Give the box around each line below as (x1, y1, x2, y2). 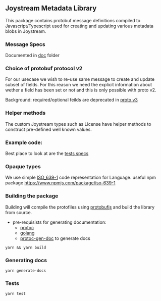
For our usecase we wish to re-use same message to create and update (5, 76, 155, 82)
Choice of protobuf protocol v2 (5, 65, 83, 72)
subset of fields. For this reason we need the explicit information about (5, 82, 152, 88)
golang (20, 230, 35, 236)
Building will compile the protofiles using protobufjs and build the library (5, 204, 155, 210)
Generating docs (5, 257, 47, 264)
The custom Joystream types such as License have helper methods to (5, 121, 151, 127)
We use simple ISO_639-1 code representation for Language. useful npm (5, 174, 156, 181)
